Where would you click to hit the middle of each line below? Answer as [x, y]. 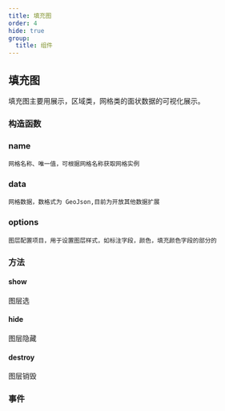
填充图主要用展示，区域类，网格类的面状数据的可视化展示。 [106, 100]
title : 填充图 [30, 16]
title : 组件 [34, 46]
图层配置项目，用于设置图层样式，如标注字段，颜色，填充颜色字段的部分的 [113, 240]
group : [19, 38]
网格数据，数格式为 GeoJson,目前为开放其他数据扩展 [84, 202]
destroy [22, 357]
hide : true [26, 31]
